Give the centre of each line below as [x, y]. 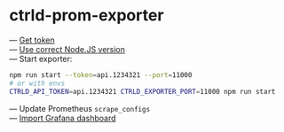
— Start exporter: [41, 58]
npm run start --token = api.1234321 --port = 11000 [101, 75]
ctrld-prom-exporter [87, 16]
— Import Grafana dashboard [63, 118]
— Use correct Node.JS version [67, 49]
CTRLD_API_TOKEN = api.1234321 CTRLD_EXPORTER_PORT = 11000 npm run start [142, 91]
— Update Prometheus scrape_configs [80, 108]
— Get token [32, 40]
